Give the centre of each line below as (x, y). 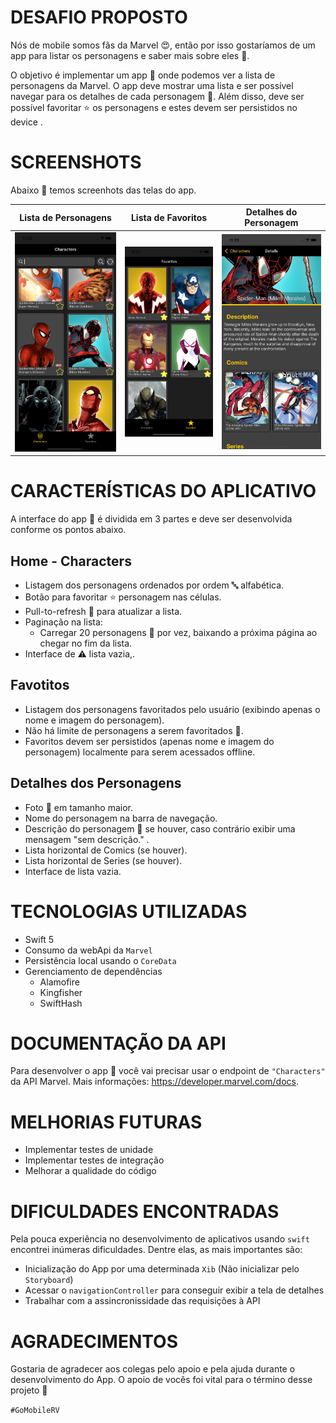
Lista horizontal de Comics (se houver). (106, 850)
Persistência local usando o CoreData (100, 960)
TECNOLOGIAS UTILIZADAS (129, 911)
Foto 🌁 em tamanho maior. (79, 807)
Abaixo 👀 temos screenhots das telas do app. (103, 190)
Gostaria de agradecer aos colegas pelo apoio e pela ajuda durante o (153, 1369)
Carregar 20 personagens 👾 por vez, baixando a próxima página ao (178, 632)
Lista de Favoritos (169, 217)
